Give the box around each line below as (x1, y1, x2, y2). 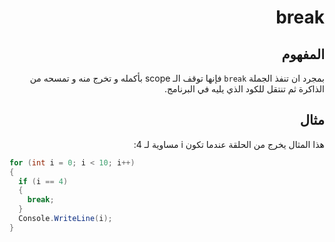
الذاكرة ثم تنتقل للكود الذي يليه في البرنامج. (164, 83, 325, 95)
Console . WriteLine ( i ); (18, 214, 113, 224)
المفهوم (281, 46, 325, 63)
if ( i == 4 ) (18, 176, 69, 186)
